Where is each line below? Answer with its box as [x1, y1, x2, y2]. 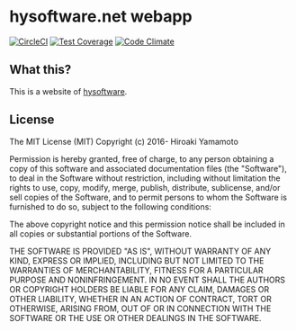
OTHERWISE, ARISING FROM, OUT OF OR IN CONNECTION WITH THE [9, 303, 272, 314]
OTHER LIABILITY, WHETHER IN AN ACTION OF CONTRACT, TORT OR [9, 293, 272, 304]
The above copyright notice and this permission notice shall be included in [9, 219, 285, 229]
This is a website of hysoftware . [9, 85, 128, 96]
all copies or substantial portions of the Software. [9, 228, 192, 239]
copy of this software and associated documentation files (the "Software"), [9, 163, 288, 174]
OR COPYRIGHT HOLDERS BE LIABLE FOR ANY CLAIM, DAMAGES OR [9, 283, 270, 294]
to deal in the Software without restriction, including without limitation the [9, 173, 281, 183]
